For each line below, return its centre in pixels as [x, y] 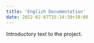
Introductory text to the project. [44, 34]
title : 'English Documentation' [46, 11]
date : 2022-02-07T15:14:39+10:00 [47, 17]
